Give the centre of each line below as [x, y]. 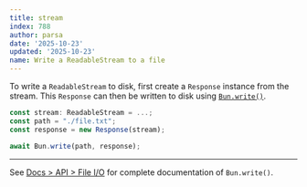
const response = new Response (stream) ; [88, 130]
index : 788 [30, 26]
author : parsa [37, 35]
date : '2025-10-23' [47, 43]
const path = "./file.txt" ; [63, 121]
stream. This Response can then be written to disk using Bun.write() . [138, 96]
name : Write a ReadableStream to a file [88, 60]
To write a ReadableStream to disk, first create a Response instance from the [149, 86]
